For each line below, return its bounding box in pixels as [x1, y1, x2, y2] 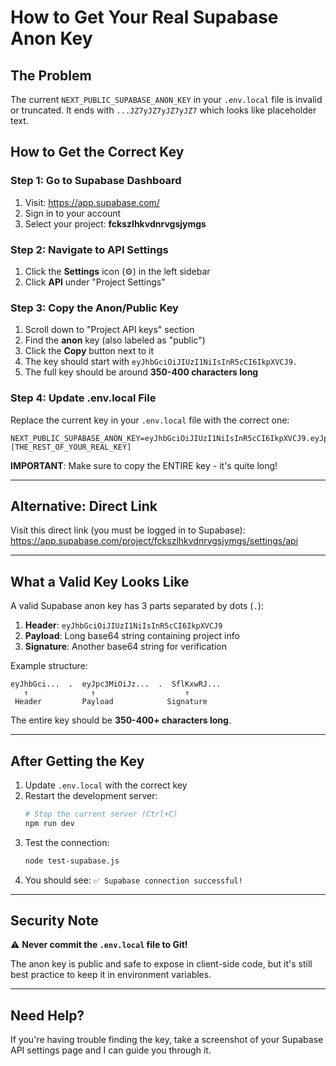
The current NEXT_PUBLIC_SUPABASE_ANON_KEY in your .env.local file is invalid [10, 94, 323, 105]
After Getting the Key [10, 752, 145, 770]
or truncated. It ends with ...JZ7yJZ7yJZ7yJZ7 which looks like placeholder [10, 104, 317, 116]
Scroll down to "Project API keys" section [24, 324, 195, 336]
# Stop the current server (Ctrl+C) [24, 809, 178, 820]
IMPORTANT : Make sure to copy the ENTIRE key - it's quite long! [10, 459, 278, 471]
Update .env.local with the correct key [24, 779, 188, 791]
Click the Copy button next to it [24, 345, 155, 357]
